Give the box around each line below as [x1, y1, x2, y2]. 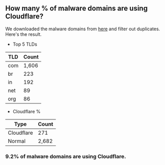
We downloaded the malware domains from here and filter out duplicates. [5, 26, 160, 32]
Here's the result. [5, 31, 42, 37]
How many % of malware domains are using [5, 4, 148, 13]
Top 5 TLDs [12, 41, 37, 47]
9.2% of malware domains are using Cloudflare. [5, 153, 126, 160]
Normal [8, 137, 26, 145]
